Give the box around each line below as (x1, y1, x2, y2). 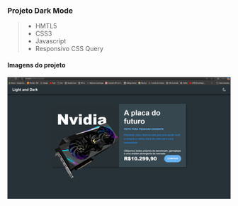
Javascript (35, 37, 67, 45)
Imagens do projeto (7, 60, 66, 69)
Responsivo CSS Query (35, 45, 104, 53)
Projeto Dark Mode (7, 6, 73, 16)
